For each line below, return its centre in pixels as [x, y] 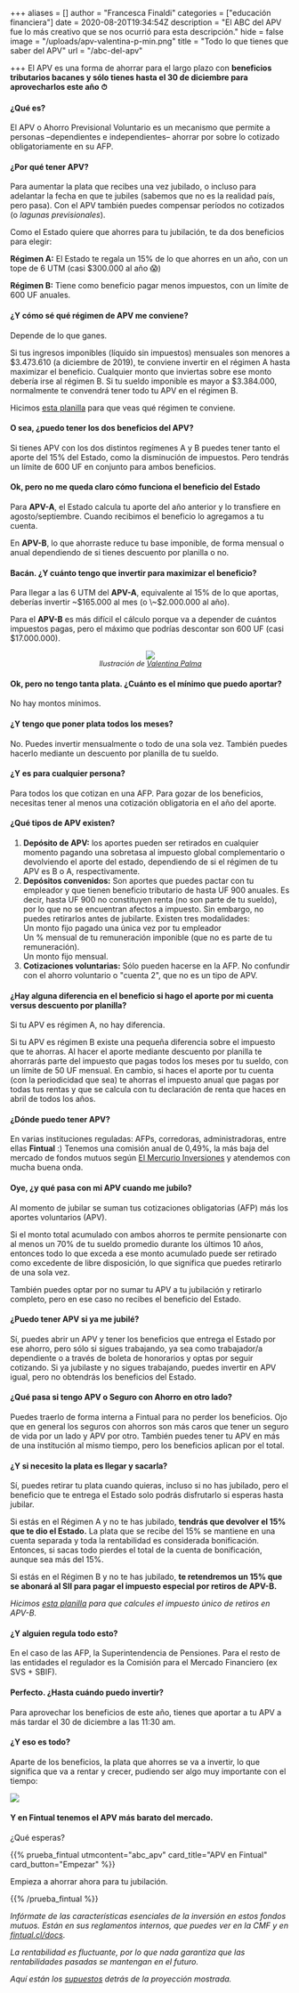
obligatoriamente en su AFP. [62, 147]
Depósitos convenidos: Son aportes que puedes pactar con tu [138, 881]
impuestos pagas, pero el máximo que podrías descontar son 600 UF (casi [147, 629]
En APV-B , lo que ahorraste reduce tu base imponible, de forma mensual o [147, 543]
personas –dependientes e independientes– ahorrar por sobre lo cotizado [145, 137]
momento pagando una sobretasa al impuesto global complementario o [154, 853]
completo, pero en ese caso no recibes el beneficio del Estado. [126, 1299]
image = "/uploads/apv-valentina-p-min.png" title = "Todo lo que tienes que [149, 41]
